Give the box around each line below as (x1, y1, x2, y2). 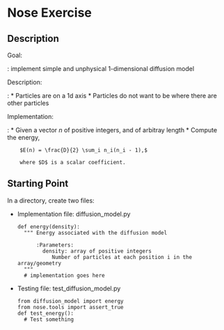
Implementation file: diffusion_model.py (17, 210, 131, 218)
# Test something (24, 315, 74, 323)
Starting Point (7, 178, 69, 189)
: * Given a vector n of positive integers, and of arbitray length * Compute (7, 126, 218, 134)
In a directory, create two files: (7, 196, 95, 205)
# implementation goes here (24, 272, 106, 279)
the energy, (7, 134, 40, 141)
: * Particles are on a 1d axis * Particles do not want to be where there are (7, 92, 217, 100)
